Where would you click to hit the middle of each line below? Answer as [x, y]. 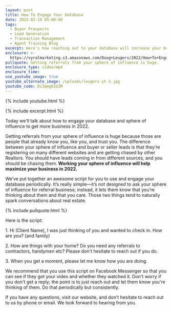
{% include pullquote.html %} [36, 210]
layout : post [19, 10]
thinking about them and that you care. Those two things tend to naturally [83, 195]
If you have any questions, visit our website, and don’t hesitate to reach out [84, 297]
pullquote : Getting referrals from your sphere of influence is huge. [82, 63]
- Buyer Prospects [30, 29]
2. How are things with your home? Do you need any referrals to [73, 245]
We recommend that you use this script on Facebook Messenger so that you [86, 271]
